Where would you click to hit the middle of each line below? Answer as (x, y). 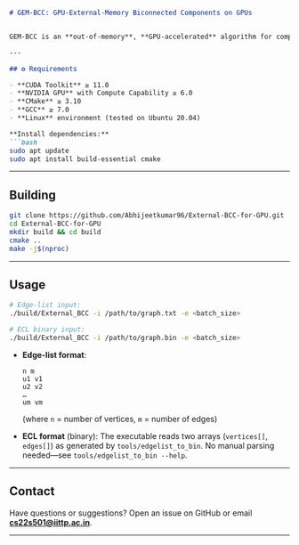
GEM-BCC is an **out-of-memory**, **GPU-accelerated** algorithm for (141, 37)
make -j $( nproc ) (39, 248)
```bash (24, 142)
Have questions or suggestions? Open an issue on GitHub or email (131, 513)
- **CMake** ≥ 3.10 (45, 102)
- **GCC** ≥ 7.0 (39, 110)
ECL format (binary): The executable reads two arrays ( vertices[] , (145, 435)
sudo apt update (39, 150)
